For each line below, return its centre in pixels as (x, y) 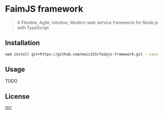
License (17, 96)
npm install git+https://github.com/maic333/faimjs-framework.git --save (82, 54)
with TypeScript (33, 27)
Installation (22, 43)
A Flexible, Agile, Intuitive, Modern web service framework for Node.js (87, 22)
